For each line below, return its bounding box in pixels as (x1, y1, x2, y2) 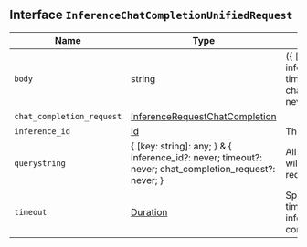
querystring (14, 158, 67, 168)
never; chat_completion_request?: (131, 162, 276, 175)
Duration (131, 205, 168, 218)
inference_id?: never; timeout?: (131, 150, 262, 163)
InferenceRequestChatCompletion (131, 109, 277, 122)
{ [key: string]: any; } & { (131, 139, 233, 152)
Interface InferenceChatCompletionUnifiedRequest (9, 7, 293, 23)
